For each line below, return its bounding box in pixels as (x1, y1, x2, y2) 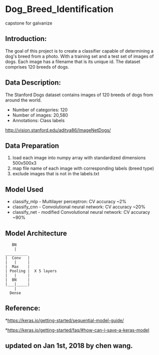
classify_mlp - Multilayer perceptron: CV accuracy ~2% (12, 199, 126, 205)
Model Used (5, 185, 43, 194)
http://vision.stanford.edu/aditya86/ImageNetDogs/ (5, 127, 111, 133)
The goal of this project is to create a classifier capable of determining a (5, 48, 154, 54)
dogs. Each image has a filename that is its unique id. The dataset (5, 59, 140, 65)
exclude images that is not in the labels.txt (12, 171, 99, 177)
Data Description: (5, 79, 61, 87)
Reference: (5, 304, 40, 312)
